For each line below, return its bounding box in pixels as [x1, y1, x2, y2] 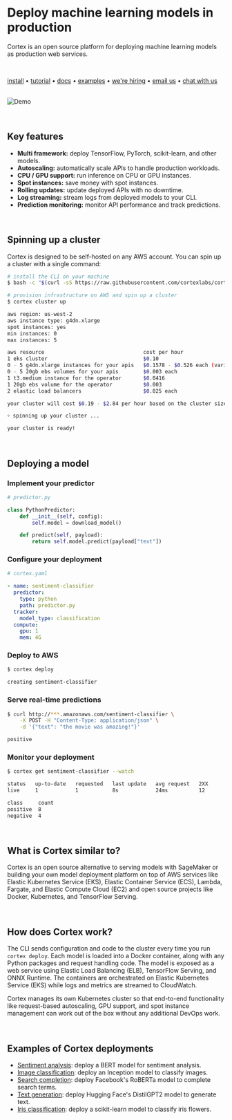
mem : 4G [19, 634, 41, 641]
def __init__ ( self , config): [19, 513, 104, 520]
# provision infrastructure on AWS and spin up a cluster [7, 292, 177, 299]
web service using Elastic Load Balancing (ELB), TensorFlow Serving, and [7, 967, 217, 975]
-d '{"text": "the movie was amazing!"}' [19, 724, 140, 731]
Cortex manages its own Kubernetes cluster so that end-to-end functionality [7, 994, 224, 1003]
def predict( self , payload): [19, 532, 104, 539]
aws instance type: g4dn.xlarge [7, 317, 100, 324]
